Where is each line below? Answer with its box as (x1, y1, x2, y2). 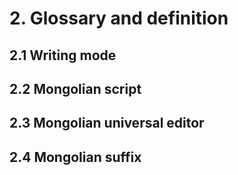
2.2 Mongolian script (9, 80, 142, 97)
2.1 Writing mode (9, 47, 117, 64)
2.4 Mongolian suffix (9, 148, 142, 166)
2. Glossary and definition (9, 7, 229, 30)
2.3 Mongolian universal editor (9, 115, 205, 132)
